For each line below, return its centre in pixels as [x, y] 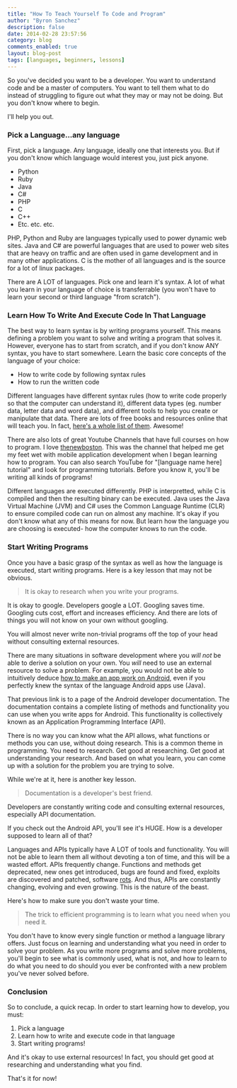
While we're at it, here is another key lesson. [72, 779]
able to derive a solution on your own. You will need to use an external [110, 663]
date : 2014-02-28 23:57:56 [47, 34]
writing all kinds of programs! [50, 477]
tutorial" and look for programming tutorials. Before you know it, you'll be [114, 470]
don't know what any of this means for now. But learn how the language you [118, 521]
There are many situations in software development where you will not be [114, 655]
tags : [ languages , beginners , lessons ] [66, 60]
